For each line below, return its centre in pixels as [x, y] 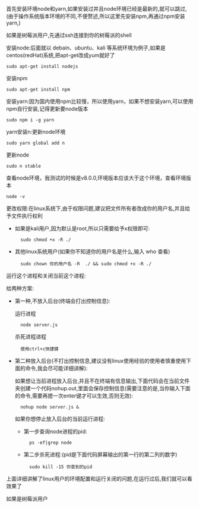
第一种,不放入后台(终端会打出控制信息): [63, 301]
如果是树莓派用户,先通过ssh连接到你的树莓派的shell [69, 35]
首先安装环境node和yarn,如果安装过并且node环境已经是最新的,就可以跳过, [97, 9]
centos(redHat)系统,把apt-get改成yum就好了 [61, 55]
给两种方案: [20, 288]
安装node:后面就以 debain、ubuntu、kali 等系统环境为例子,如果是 [86, 48]
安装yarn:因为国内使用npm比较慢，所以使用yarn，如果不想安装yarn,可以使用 [100, 101]
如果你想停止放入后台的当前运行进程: [60, 419]
